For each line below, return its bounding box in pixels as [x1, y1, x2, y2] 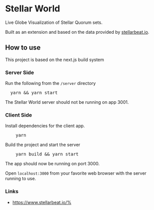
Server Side [5, 69, 34, 76]
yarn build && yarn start [15, 151, 79, 157]
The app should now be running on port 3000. [5, 161, 100, 167]
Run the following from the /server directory [5, 80, 96, 86]
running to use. [5, 176, 36, 182]
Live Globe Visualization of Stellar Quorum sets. [5, 19, 103, 25]
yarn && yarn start [10, 90, 58, 96]
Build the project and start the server [5, 142, 80, 148]
